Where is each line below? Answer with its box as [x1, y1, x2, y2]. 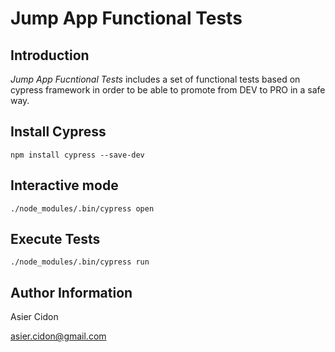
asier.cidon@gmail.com [10, 330, 107, 342]
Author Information [10, 284, 133, 301]
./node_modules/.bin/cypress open [10, 203, 155, 214]
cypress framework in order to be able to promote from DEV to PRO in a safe [10, 84, 326, 96]
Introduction [10, 47, 90, 64]
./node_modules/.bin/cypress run [10, 257, 150, 267]
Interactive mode [10, 177, 119, 194]
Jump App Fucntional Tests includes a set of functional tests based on [10, 73, 301, 85]
